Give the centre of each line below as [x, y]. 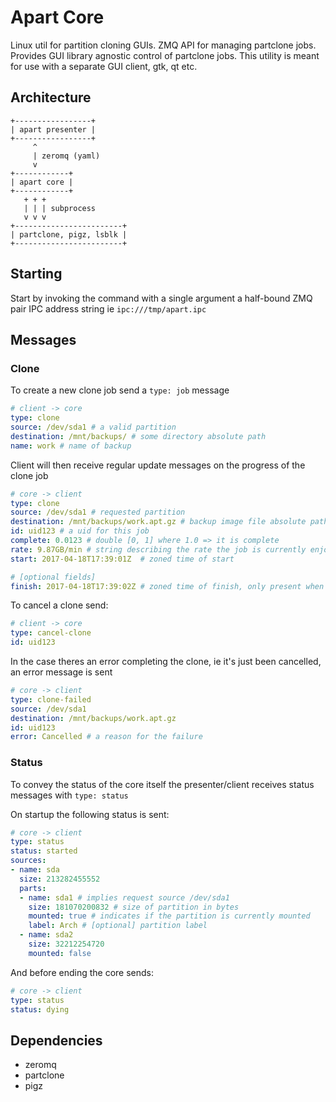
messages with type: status [69, 795]
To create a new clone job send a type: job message [120, 390]
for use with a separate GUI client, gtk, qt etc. [104, 66]
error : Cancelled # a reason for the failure [106, 737]
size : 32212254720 [66, 944]
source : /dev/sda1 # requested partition [98, 512]
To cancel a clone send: [59, 605]
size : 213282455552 [60, 879]
